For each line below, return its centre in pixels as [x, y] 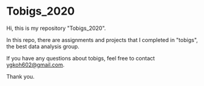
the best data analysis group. [43, 46]
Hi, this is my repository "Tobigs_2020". [56, 28]
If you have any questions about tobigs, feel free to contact [81, 58]
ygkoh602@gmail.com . [36, 65]
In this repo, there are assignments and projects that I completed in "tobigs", [102, 40]
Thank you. [20, 76]
